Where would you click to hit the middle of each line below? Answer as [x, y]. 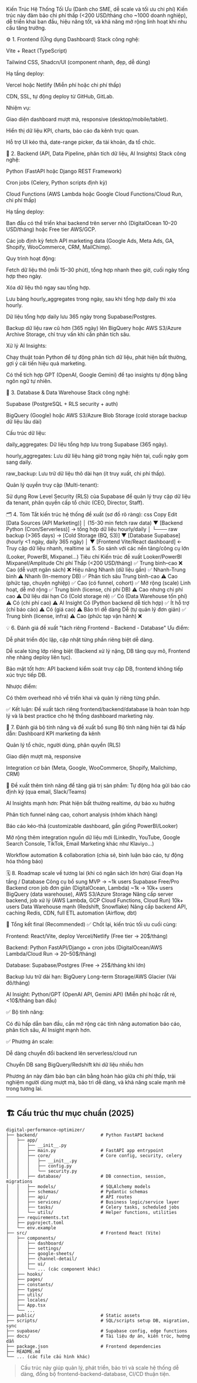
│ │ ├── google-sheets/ [40, 1253]
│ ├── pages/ [25, 1279]
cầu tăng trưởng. [26, 28]
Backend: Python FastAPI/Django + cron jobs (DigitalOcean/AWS [84, 948]
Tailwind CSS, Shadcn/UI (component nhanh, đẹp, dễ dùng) [78, 62]
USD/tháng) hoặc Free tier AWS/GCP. [51, 229]
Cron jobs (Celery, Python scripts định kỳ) [57, 182]
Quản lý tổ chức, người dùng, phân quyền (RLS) [64, 745]
